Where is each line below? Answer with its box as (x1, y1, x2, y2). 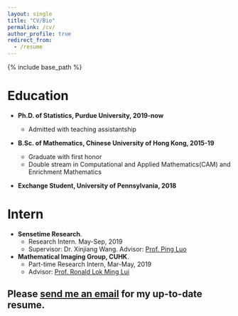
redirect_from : (7, 37, 53, 44)
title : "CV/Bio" (7, 17, 55, 24)
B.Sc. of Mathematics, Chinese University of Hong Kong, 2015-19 (17, 138, 215, 147)
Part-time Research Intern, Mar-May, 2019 (28, 260, 152, 268)
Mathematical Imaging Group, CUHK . (17, 252, 129, 261)
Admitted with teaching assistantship (28, 125, 137, 134)
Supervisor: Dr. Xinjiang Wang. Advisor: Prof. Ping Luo (28, 244, 187, 253)
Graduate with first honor (28, 152, 102, 160)
